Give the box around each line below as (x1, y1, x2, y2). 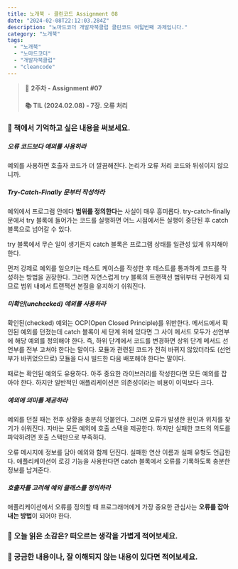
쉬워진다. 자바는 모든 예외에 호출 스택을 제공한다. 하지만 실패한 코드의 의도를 (20, 424, 231, 432)
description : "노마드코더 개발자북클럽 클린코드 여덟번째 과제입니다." (7, 23, 188, 31)
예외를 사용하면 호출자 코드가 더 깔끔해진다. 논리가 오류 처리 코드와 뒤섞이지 (7, 161, 216, 170)
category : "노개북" (7, 30, 60, 38)
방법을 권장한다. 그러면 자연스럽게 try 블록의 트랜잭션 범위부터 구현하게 (26, 273, 222, 282)
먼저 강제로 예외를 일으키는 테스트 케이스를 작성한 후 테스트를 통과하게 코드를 (7, 264, 220, 272)
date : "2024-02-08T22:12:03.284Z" (7, 17, 110, 24)
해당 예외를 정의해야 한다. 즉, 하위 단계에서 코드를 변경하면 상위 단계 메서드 (14, 336, 222, 345)
